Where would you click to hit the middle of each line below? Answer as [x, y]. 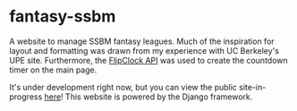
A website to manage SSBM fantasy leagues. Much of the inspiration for [142, 41]
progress [26, 97]
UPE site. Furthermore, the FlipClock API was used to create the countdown [148, 60]
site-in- [252, 87]
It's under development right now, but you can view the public [123, 87]
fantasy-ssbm [63, 17]
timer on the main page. [53, 70]
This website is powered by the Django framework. [159, 97]
